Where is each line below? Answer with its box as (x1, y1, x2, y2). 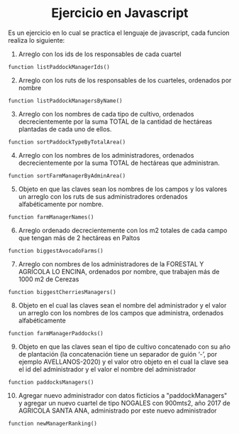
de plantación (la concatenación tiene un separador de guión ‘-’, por (18, 349, 218, 358)
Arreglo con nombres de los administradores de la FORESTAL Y (18, 259, 204, 268)
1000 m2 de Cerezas (18, 275, 79, 283)
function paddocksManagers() (8, 379, 94, 386)
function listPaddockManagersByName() (8, 97, 123, 104)
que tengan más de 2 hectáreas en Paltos (18, 233, 140, 242)
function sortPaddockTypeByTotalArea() (8, 139, 126, 146)
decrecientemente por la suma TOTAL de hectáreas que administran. (18, 158, 221, 167)
